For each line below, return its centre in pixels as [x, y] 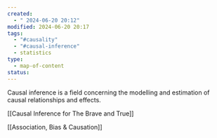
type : [15, 60]
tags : [15, 33]
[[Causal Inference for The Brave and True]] [71, 113]
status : [19, 72]
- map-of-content [39, 66]
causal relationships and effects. [54, 99]
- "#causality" [36, 40]
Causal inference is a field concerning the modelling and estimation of [108, 92]
